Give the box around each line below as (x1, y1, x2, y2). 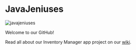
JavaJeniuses (5, 3, 64, 15)
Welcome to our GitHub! (5, 29, 54, 35)
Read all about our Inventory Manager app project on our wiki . (5, 39, 132, 45)
